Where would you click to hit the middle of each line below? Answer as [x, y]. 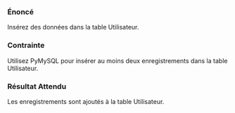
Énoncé [20, 12]
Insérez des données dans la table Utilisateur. [73, 27]
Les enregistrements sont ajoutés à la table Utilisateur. [86, 101]
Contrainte [26, 46]
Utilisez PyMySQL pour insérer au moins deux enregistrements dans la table [118, 60]
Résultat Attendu [37, 86]
